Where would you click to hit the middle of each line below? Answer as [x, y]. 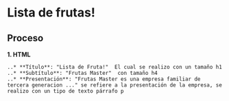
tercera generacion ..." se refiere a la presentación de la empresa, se [115, 85]
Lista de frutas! [51, 13]
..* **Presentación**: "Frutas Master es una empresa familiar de [104, 79]
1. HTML [19, 54]
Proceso [25, 38]
